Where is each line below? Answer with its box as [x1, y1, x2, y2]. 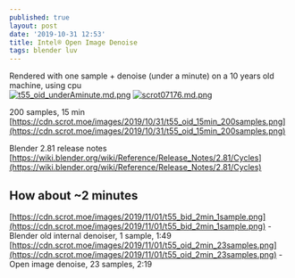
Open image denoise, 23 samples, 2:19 [9, 258, 153, 269]
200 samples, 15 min [9, 107, 86, 118]
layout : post [9, 21, 58, 30]
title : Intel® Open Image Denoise [9, 37, 139, 47]
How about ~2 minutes [9, 188, 139, 203]
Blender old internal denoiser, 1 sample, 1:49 [9, 230, 172, 241]
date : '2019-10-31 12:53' [9, 29, 105, 38]
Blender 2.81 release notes [9, 143, 107, 154]
